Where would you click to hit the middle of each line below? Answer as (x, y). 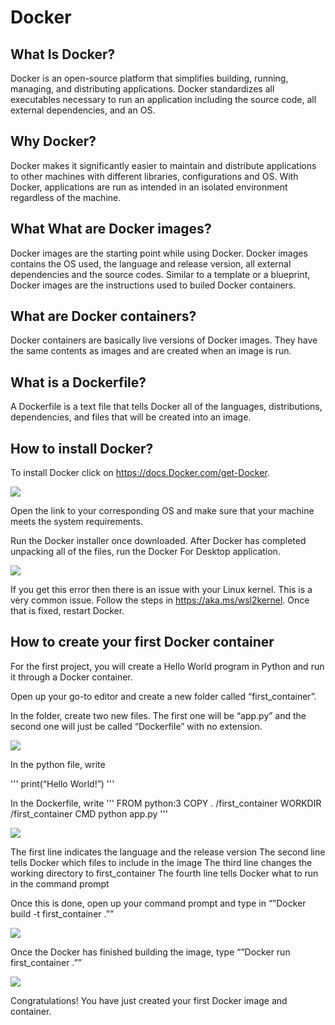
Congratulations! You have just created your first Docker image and (149, 1000)
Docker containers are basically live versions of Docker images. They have (164, 340)
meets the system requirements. (76, 522)
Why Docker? (53, 141)
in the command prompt (60, 883)
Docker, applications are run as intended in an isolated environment (149, 187)
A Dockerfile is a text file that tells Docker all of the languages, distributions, (166, 407)
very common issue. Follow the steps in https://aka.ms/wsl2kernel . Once (160, 600)
